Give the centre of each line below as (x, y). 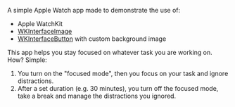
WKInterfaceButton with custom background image (92, 39)
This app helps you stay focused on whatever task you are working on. (110, 52)
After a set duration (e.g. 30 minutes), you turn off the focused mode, (118, 88)
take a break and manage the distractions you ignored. (97, 96)
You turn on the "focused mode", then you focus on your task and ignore (123, 74)
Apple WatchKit (40, 24)
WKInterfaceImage (45, 31)
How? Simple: (27, 60)
